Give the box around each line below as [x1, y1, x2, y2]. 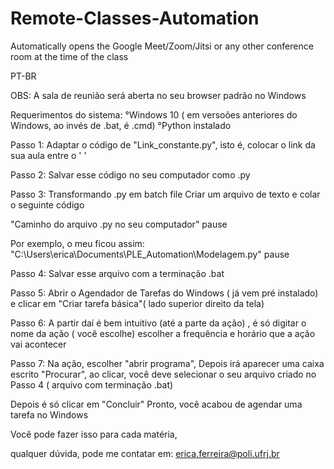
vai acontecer [10, 338, 67, 350]
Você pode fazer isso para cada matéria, [10, 428, 178, 440]
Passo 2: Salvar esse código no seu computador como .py [10, 168, 251, 181]
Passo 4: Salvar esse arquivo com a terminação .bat [10, 267, 225, 279]
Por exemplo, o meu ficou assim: [10, 237, 145, 249]
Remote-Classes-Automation [10, 7, 260, 30]
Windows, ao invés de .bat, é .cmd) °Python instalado [10, 119, 232, 131]
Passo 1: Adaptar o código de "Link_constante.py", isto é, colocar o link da [10, 138, 316, 151]
